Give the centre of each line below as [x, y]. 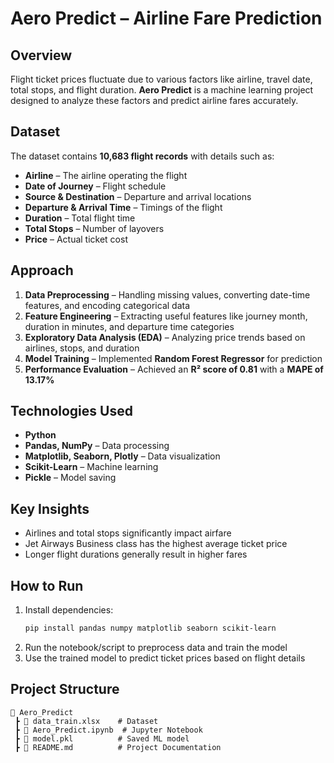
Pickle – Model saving [70, 478]
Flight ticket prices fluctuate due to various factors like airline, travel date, [161, 79]
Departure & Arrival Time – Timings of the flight [123, 207]
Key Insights [50, 508]
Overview [41, 55]
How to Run [47, 585]
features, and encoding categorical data [107, 305]
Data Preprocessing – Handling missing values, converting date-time [167, 294]
